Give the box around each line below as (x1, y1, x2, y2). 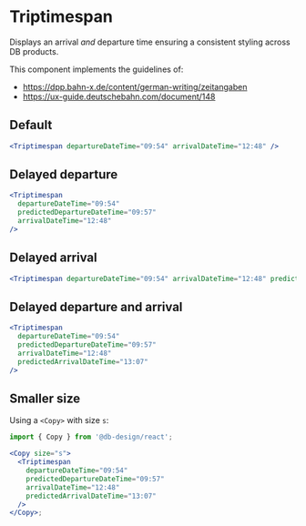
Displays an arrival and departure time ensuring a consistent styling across (9, 36, 291, 47)
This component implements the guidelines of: (9, 64, 184, 75)
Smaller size (9, 390, 81, 406)
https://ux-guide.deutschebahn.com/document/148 (22, 91, 216, 102)
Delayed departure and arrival (9, 298, 183, 315)
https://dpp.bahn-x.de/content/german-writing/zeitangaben (22, 81, 248, 92)
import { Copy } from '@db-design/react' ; (9, 432, 173, 442)
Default (9, 117, 53, 133)
